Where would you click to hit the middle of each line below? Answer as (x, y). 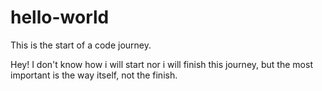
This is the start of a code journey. (81, 45)
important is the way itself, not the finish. (94, 75)
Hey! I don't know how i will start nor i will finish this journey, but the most (161, 64)
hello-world (60, 17)
